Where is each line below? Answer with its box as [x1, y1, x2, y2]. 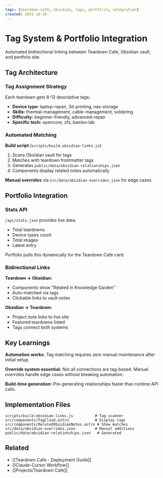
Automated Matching [5, 132, 57, 139]
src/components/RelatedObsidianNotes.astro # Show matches [5, 422, 128, 427]
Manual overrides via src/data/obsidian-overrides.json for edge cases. [5, 177, 153, 183]
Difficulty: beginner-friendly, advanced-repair [12, 114, 106, 120]
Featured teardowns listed [12, 319, 65, 325]
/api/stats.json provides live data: [5, 217, 76, 223]
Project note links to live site [12, 314, 70, 320]
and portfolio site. [5, 54, 41, 60]
